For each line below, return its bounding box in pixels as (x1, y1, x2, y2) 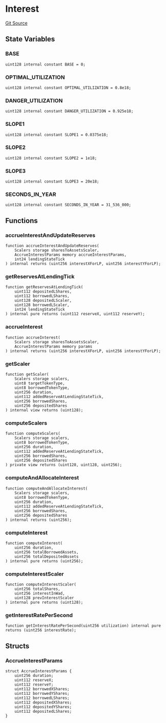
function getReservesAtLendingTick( (5, 284, 83, 290)
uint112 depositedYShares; (14, 705, 72, 710)
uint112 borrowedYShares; (14, 691, 70, 696)
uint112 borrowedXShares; (14, 687, 70, 692)
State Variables (5, 35, 55, 43)
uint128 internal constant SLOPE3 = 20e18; (5, 179, 100, 184)
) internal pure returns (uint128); (5, 600, 83, 605)
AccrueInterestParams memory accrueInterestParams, (14, 252, 127, 257)
